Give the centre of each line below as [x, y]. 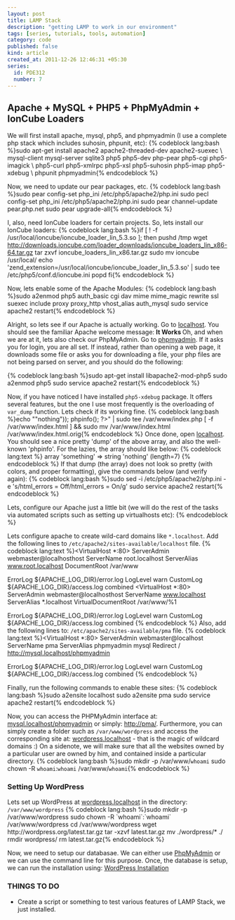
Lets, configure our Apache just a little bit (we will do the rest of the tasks [113, 508]
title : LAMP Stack [34, 20]
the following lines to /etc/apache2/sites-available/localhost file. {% [109, 544]
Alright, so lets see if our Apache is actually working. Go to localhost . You [113, 325]
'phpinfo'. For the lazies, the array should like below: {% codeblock [125, 449]
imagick [19, 165]
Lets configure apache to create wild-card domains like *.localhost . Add [113, 536]
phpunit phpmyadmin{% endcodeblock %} [96, 173]
